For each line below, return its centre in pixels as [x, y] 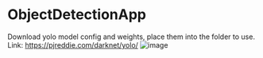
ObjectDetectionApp [77, 15]
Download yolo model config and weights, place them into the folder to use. [131, 37]
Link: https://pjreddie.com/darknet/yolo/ [73, 44]
